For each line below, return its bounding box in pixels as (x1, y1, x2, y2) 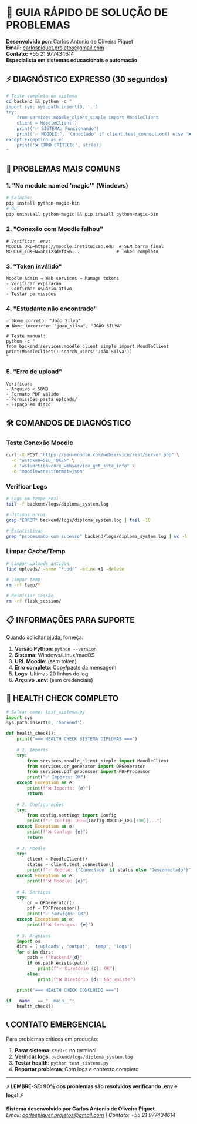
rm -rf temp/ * (6, 582, 41, 588)
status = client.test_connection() (27, 862, 114, 868)
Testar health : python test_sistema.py (14, 1059, 109, 1066)
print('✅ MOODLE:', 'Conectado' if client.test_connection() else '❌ (16, 131, 192, 137)
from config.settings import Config (27, 812, 117, 818)
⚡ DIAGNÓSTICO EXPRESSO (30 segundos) (6, 74, 168, 85)
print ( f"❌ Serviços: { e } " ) (27, 922, 94, 928)
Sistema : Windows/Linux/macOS (14, 651, 95, 658)
